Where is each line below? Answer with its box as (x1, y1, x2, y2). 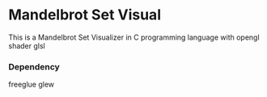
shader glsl (8, 40, 46, 50)
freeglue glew (8, 79, 55, 90)
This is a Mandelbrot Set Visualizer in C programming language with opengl (8, 32, 261, 42)
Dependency (8, 61, 61, 72)
